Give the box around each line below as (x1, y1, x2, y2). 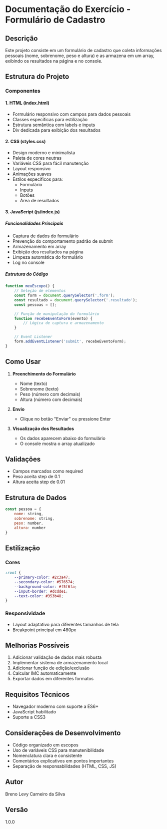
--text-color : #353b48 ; (14, 593, 64, 599)
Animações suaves (12, 171, 51, 177)
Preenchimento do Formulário (12, 370, 76, 376)
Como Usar (5, 357, 41, 366)
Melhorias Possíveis (5, 641, 69, 649)
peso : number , (14, 521, 43, 526)
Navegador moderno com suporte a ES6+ (12, 703, 99, 709)
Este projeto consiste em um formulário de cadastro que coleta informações (5, 48, 162, 53)
